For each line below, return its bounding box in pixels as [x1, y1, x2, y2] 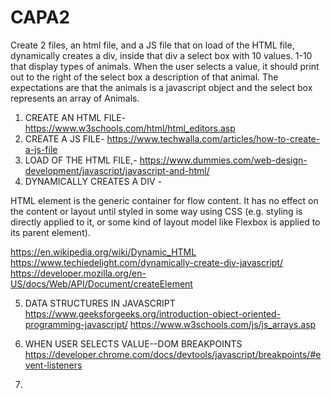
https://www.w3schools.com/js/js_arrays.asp [129, 318, 317, 330]
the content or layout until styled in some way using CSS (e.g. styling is [10, 205, 303, 217]
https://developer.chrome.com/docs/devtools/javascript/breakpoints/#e [24, 348, 322, 360]
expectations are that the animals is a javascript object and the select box [10, 81, 313, 93]
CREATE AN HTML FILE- [24, 111, 127, 123]
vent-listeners [24, 359, 83, 371]
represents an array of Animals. [10, 92, 140, 104]
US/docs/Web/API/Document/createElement [10, 277, 193, 290]
